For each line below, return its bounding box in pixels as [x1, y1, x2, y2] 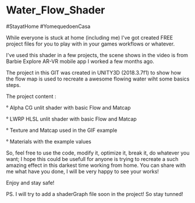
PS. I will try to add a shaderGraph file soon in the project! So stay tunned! [6, 190, 183, 197]
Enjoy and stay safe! [6, 179, 55, 186]
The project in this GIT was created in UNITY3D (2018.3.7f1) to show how [6, 69, 182, 76]
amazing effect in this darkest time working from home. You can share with [6, 162, 186, 169]
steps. [6, 81, 21, 88]
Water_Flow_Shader [6, 3, 105, 17]
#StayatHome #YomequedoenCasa [6, 23, 91, 30]
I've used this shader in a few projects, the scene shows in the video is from [6, 51, 188, 58]
